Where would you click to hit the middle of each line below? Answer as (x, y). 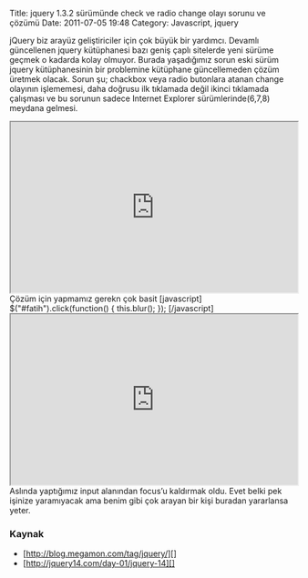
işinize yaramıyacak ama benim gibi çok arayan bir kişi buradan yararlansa (149, 501)
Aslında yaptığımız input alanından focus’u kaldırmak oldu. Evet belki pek (146, 491)
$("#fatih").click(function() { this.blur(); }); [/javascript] (112, 308)
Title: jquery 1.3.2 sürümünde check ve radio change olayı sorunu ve (138, 13)
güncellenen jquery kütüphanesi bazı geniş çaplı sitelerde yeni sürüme (142, 50)
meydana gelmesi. (44, 108)
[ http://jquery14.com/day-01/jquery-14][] (99, 563)
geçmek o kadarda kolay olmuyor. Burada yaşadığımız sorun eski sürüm (144, 60)
